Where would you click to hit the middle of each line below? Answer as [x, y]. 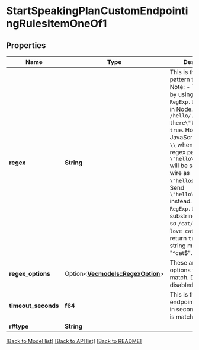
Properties [26, 45]
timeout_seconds [34, 306]
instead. [181, 201]
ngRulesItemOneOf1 [57, 23]
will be [179, 166]
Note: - [180, 87]
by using [182, 94]
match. [179, 277]
